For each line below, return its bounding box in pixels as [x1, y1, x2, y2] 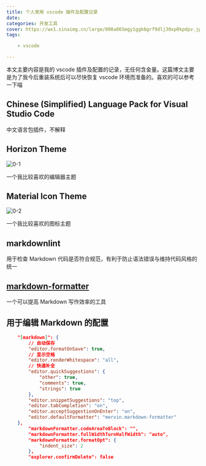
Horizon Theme [6, 144, 67, 155]
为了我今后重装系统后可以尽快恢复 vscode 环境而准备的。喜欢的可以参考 [11, 74, 195, 80]
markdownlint [6, 238, 61, 248]
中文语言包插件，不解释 [6, 126, 66, 133]
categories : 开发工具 [6, 20, 58, 26]
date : [6, 15, 20, 21]
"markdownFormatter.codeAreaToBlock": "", [28, 426, 139, 432]
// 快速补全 [28, 363, 55, 369]
